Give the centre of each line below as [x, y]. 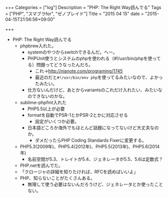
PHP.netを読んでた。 [41, 166]
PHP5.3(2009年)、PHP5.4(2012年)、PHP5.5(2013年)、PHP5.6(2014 [90, 147]
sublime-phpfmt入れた [43, 103]
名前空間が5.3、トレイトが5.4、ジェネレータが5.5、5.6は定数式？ [95, 159]
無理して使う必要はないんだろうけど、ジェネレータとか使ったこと [95, 184]
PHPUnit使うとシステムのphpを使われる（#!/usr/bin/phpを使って [94, 58]
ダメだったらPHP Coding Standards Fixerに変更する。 [91, 140]
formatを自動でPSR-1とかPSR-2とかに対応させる [78, 115]
